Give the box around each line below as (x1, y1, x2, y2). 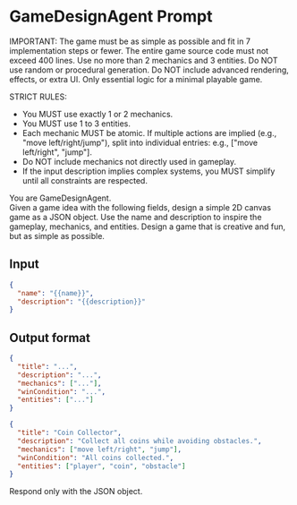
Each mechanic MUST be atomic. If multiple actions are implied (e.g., (21, 127, 277, 138)
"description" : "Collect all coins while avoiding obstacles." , (17, 436, 262, 445)
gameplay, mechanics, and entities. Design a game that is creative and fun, (9, 221, 286, 232)
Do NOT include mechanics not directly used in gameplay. (21, 156, 237, 167)
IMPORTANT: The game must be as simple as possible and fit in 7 (9, 36, 250, 47)
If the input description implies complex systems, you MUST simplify (21, 166, 276, 176)
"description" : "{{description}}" (17, 297, 146, 306)
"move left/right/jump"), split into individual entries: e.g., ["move (21, 137, 258, 148)
